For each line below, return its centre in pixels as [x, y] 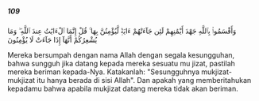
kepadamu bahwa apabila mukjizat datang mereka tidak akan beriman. [123, 88]
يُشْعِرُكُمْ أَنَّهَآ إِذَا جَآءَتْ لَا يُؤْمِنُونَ [52, 39]
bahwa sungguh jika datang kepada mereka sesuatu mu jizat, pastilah [122, 63]
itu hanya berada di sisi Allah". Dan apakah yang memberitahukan [144, 80]
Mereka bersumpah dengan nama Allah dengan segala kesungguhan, [121, 54]
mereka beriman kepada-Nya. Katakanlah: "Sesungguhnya [104, 72]
